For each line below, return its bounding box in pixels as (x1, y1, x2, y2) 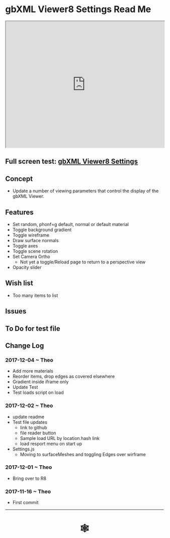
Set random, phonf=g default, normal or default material (12, 221, 129, 227)
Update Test (12, 384, 38, 390)
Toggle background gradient (12, 227, 72, 233)
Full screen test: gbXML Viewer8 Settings (5, 157, 138, 166)
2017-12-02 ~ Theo (5, 402, 53, 409)
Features (5, 208, 34, 216)
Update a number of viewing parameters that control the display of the (12, 188, 159, 194)
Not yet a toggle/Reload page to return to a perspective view (20, 259, 146, 265)
